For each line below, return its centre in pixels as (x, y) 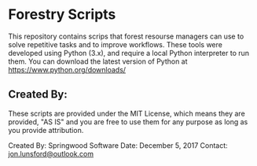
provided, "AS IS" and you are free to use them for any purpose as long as (128, 122)
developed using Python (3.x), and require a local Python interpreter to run (129, 53)
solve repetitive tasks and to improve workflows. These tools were (115, 44)
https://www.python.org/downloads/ (67, 69)
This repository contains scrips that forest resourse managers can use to (126, 36)
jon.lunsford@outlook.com (51, 153)
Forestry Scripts (62, 15)
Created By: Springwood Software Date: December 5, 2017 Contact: (118, 145)
